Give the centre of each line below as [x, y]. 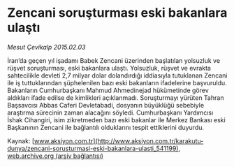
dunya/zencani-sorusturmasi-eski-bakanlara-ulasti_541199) [93, 148]
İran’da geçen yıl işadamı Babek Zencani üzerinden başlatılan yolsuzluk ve [114, 60]
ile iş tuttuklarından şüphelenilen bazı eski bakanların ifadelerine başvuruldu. [117, 82]
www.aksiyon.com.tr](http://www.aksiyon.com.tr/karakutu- [119, 140]
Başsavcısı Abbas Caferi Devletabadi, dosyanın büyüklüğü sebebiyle [106, 105]
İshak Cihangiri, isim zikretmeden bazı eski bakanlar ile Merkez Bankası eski [116, 119]
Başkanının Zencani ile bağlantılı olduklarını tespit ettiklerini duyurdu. [106, 127]
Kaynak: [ [21, 140]
